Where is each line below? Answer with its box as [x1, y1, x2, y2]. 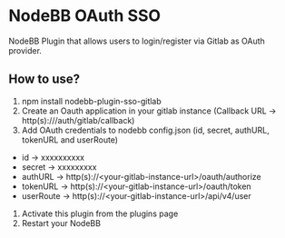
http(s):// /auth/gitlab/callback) [21, 114, 135, 125]
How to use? [8, 72, 81, 87]
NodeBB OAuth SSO [8, 5, 161, 26]
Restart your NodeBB [21, 217, 102, 228]
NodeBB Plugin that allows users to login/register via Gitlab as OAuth [8, 35, 265, 46]
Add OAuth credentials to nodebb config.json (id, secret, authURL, [21, 124, 270, 135]
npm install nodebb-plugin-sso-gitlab [21, 95, 162, 106]
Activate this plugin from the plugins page [21, 208, 179, 219]
